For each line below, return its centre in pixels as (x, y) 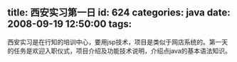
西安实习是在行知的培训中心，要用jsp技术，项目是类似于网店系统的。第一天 (118, 42)
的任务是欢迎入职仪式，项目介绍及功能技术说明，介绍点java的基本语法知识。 (119, 51)
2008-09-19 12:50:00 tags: (70, 24)
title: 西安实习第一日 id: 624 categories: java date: (119, 13)
